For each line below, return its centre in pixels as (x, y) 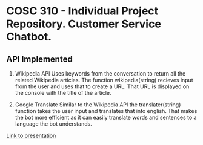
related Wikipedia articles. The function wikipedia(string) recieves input (104, 80)
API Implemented (39, 59)
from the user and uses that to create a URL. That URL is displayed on (102, 86)
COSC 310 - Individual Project (82, 11)
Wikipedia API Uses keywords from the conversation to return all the (100, 73)
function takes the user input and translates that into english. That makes (106, 111)
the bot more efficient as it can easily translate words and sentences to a (106, 117)
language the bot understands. (53, 124)
